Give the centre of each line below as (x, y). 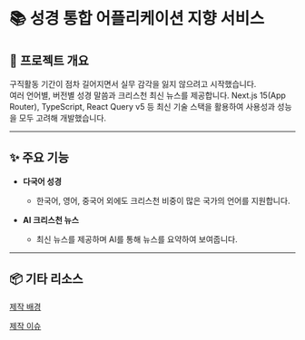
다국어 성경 (42, 181)
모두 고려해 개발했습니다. (63, 118)
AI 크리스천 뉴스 (51, 219)
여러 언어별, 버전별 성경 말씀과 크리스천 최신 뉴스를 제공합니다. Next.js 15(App (148, 95)
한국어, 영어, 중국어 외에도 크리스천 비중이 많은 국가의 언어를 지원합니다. (163, 200)
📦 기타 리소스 (46, 279)
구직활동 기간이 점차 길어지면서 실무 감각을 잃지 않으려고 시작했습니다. (133, 84)
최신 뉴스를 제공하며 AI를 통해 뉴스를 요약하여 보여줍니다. (137, 239)
